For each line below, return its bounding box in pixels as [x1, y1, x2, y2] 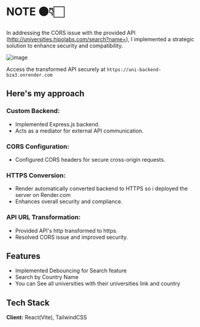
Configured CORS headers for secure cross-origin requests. [15, 156, 165, 163]
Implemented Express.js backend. [15, 120, 100, 128]
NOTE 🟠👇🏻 [6, 5, 65, 19]
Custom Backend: [6, 107, 60, 115]
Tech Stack [6, 297, 50, 308]
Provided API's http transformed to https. [15, 227, 118, 234]
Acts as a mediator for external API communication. [15, 127, 144, 134]
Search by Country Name [15, 274, 79, 281]
